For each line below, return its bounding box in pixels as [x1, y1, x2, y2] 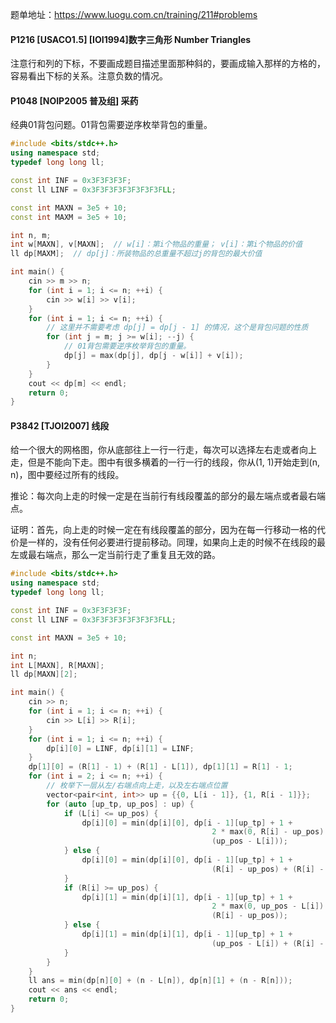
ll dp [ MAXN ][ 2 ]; [10, 669, 78, 680]
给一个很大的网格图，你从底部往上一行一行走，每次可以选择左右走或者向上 [10, 444, 317, 456]
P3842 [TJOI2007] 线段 [10, 419, 110, 432]
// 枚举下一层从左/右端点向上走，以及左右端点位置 [46, 781, 228, 791]
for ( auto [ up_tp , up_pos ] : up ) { [46, 799, 195, 809]
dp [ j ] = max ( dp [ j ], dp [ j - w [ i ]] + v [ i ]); [63, 351, 244, 361]
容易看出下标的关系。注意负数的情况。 [10, 70, 168, 82]
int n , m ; [10, 230, 52, 240]
